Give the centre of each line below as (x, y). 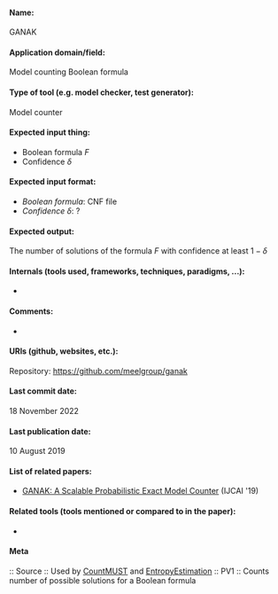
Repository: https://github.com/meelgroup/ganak (98, 371)
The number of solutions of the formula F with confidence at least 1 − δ (139, 251)
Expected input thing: (50, 132)
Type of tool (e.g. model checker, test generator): (102, 92)
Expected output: (42, 231)
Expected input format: (53, 182)
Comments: (31, 311)
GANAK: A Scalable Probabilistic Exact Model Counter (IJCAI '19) (140, 491)
